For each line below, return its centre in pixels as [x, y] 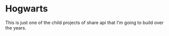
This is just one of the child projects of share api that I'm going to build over [84, 22]
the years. [16, 27]
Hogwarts [27, 9]
